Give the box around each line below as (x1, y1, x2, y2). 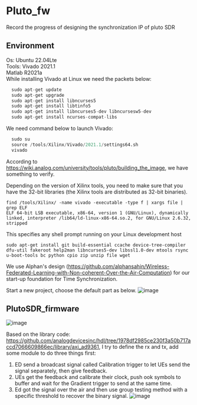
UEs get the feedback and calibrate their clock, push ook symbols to (14, 374, 181, 381)
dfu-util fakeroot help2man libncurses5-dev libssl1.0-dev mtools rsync (6, 247, 189, 253)
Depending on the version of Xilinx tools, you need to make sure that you (6, 182, 183, 189)
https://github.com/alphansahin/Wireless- (67, 263, 170, 270)
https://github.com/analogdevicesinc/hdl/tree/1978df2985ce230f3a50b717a (6, 337, 191, 344)
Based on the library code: (6, 331, 71, 338)
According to (6, 158, 38, 165)
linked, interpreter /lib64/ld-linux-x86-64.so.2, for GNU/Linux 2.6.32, (6, 215, 192, 221)
